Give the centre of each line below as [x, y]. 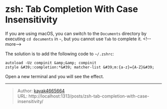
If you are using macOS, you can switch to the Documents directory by [76, 33]
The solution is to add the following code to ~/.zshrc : [60, 54]
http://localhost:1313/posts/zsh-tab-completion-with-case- [89, 96]
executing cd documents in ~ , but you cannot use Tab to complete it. [74, 39]
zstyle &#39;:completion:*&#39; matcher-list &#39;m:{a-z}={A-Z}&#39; [80, 67]
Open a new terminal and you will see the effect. [55, 76]
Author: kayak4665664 [41, 91]
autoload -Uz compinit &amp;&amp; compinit [51, 63]
